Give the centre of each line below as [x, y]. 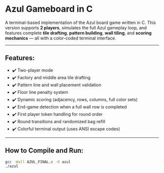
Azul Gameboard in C [49, 9]
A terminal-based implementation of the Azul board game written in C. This [81, 22]
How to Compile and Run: [44, 151]
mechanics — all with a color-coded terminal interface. [61, 38]
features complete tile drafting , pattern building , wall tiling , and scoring [78, 33]
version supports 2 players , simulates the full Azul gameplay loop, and [76, 27]
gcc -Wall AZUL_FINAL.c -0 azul [38, 162]
